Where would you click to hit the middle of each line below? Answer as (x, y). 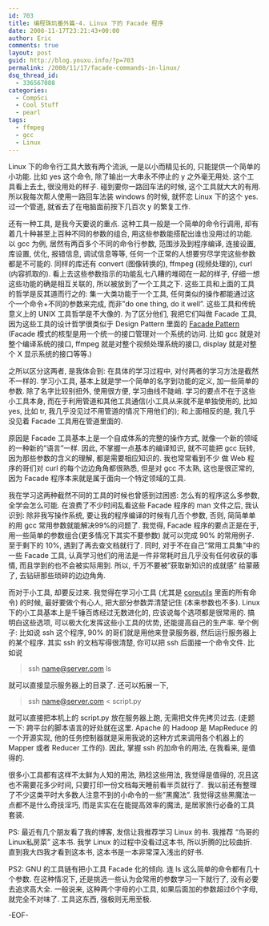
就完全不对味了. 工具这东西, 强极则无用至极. (80, 899)
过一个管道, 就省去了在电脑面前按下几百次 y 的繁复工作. (99, 206)
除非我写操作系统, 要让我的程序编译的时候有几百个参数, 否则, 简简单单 (141, 515)
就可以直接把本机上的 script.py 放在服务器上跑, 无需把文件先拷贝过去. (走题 (132, 718)
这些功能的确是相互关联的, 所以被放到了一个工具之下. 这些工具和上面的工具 (131, 283)
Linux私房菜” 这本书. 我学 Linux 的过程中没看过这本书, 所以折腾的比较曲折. (130, 842)
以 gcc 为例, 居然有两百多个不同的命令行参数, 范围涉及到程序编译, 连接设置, (132, 243)
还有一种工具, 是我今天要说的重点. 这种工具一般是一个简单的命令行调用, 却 (130, 223)
